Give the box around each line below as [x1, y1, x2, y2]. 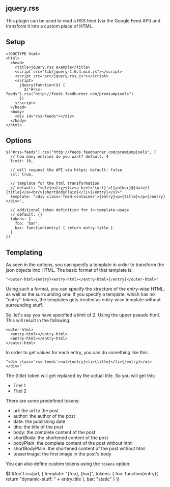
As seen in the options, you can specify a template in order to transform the [6, 262, 164, 268]
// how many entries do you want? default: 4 [10, 154, 109, 159]
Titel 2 [13, 388, 27, 394]
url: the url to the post [13, 408, 59, 414]
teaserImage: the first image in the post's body [13, 451, 111, 457]
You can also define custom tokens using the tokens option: [6, 461, 131, 467]
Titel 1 [13, 383, 26, 389]
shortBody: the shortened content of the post [13, 435, 108, 441]
